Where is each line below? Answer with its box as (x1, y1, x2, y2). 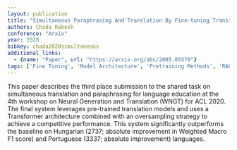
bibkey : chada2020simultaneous (7, 43, 99, 50)
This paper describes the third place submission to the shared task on (7, 82, 211, 90)
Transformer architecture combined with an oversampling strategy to (7, 112, 208, 120)
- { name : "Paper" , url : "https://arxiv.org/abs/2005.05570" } (13, 56, 197, 63)
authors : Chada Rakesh (7, 23, 74, 30)
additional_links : (7, 50, 61, 57)
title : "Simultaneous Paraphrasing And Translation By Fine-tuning (7, 17, 210, 24)
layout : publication (7, 10, 68, 18)
